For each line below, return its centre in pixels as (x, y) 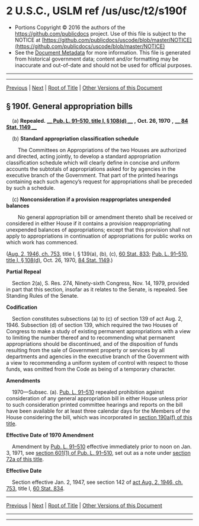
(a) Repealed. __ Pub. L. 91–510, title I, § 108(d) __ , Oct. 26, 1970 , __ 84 (100, 120)
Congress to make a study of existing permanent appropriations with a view (99, 331)
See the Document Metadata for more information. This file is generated (102, 52)
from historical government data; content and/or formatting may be (97, 59)
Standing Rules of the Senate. (42, 295)
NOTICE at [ (29, 40)
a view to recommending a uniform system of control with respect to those (97, 362)
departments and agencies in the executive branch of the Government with (98, 356)
